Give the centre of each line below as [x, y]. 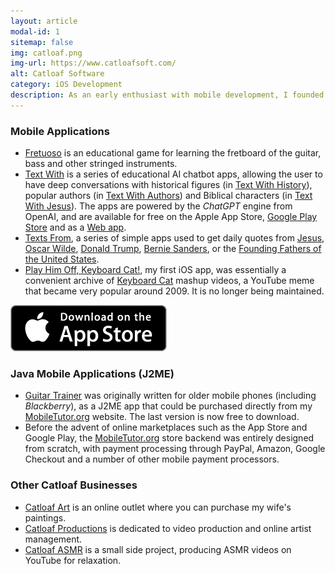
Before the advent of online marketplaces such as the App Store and [166, 427]
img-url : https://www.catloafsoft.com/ [93, 63]
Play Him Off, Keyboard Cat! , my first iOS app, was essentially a [155, 270]
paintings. [45, 517]
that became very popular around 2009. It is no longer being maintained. [174, 291]
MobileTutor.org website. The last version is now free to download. [162, 417]
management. [53, 539]
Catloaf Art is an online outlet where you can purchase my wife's [158, 507]
